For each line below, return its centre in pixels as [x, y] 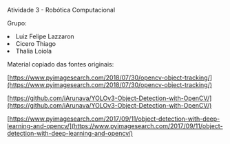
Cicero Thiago [36, 44]
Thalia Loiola [34, 51]
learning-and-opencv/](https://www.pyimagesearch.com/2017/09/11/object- [115, 126]
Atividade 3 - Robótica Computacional [61, 10]
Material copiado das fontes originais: [61, 64]
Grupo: [17, 23]
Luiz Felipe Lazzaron [45, 36]
